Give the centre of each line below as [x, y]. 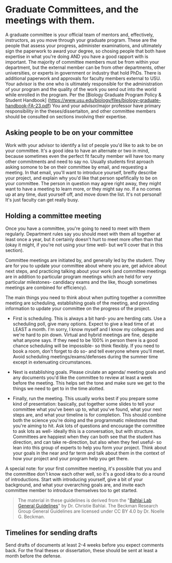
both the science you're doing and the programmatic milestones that [85, 420]
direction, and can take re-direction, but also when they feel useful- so [87, 442]
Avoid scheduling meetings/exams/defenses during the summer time [85, 356]
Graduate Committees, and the [72, 10]
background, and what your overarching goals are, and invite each [75, 485]
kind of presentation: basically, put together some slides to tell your [84, 404]
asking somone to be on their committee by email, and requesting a [76, 167]
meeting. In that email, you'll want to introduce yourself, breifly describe [81, 172]
